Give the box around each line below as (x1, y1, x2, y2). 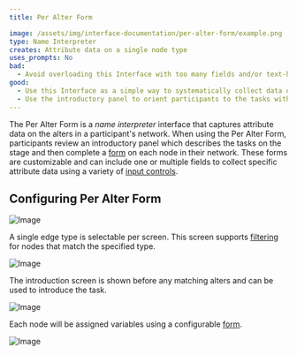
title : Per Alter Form (9, 12, 93, 22)
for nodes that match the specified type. (9, 241, 156, 252)
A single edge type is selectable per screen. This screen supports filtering (9, 231, 278, 243)
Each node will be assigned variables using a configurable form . (9, 319, 243, 329)
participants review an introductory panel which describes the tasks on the (9, 138, 282, 148)
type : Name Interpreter (9, 37, 97, 46)
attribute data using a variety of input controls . (9, 165, 179, 177)
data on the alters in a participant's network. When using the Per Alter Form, (9, 128, 287, 139)
